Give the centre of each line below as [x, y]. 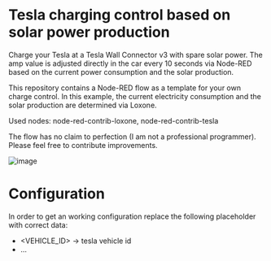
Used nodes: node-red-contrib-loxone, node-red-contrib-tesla [114, 120]
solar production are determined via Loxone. [83, 105]
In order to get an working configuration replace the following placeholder [132, 216]
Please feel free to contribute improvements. [83, 145]
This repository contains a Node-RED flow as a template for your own [125, 88]
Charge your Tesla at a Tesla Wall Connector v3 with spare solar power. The [135, 54]
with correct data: [38, 224]
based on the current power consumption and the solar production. [121, 72]
